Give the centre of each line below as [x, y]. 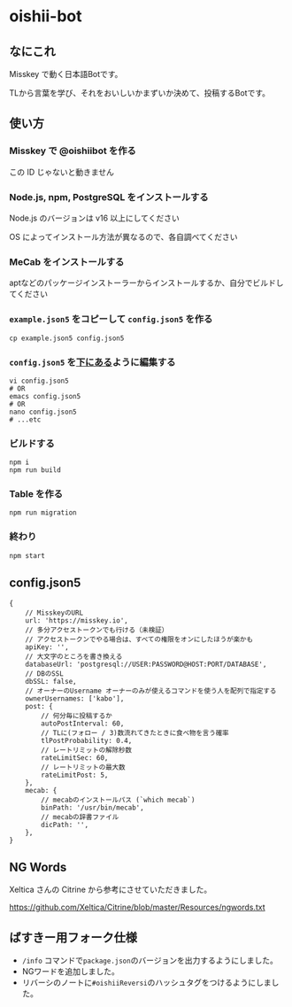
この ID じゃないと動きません [62, 172]
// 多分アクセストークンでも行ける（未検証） [97, 630]
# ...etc [25, 419]
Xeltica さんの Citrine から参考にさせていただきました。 [111, 890]
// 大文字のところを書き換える [74, 656]
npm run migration [43, 513]
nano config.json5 [43, 412]
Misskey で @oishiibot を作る [73, 151]
